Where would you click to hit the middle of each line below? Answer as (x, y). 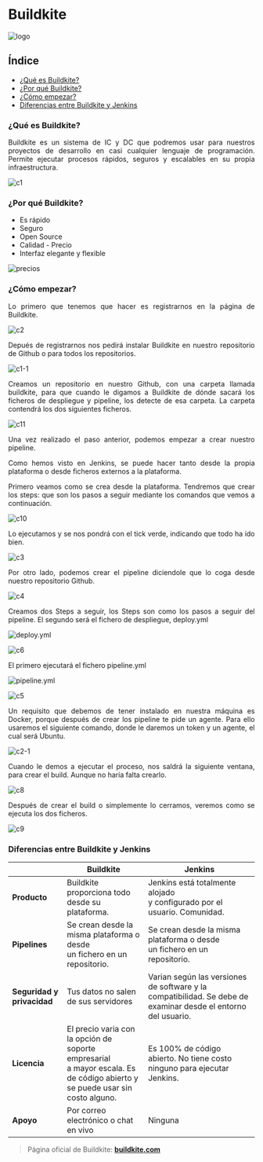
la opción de (90, 1039)
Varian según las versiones (197, 977)
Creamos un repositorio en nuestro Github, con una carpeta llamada (131, 383)
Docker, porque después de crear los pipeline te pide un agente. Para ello (131, 719)
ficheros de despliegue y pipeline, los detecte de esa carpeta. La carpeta (131, 400)
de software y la (177, 986)
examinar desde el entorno (197, 1006)
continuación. (30, 503)
